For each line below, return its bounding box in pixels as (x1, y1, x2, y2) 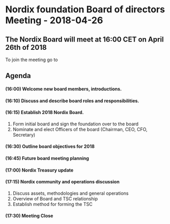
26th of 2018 (5, 43, 47, 52)
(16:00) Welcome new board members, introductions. (5, 86, 122, 92)
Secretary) (12, 132, 36, 138)
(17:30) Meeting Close (5, 213, 54, 219)
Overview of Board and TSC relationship (12, 195, 98, 201)
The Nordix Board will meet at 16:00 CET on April (5, 35, 164, 44)
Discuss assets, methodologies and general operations (12, 190, 129, 196)
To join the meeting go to (5, 57, 58, 63)
